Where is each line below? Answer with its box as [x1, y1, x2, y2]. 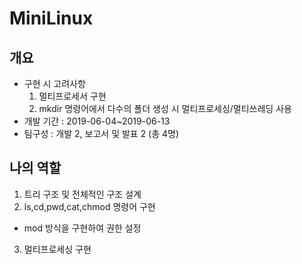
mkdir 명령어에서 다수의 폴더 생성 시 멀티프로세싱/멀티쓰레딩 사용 [38, 103, 292, 114]
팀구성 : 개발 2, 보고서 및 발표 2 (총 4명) [23, 128, 180, 139]
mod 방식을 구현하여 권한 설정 [23, 222, 142, 234]
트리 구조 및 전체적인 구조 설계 [23, 188, 142, 200]
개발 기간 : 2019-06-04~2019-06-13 [23, 115, 171, 127]
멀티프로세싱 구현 [23, 243, 92, 255]
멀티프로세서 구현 [38, 90, 107, 102]
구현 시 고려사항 [23, 78, 86, 89]
